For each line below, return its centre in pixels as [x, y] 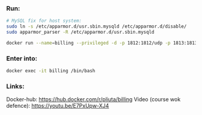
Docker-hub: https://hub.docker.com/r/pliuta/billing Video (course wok [93, 99]
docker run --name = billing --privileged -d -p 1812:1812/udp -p [88, 43]
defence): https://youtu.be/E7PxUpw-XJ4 [58, 106]
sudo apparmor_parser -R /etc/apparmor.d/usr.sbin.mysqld [80, 32]
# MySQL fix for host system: [44, 21]
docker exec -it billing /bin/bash [51, 71]
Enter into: [22, 58]
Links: [15, 86]
